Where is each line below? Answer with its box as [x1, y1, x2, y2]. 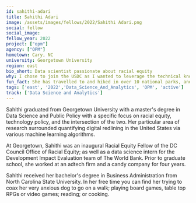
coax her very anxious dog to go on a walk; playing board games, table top [6, 184, 186, 191]
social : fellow [6, 24, 43, 31]
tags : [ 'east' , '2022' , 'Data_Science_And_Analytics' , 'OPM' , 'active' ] [6, 85, 184, 90]
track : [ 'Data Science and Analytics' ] [6, 90, 103, 96]
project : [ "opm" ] [6, 41, 48, 47]
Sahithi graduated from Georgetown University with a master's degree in [6, 106, 181, 113]
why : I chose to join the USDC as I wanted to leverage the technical [6, 73, 181, 79]
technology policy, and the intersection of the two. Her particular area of [6, 118, 180, 125]
